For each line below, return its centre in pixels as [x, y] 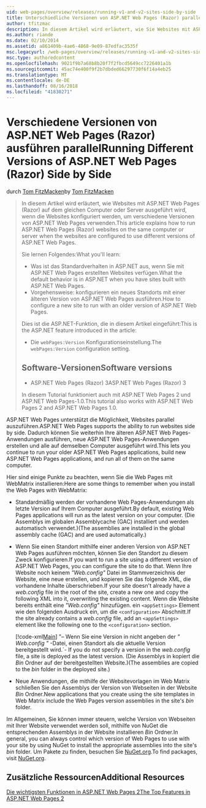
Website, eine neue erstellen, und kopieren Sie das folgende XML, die [103, 579]
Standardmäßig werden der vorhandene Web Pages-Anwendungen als [105, 502]
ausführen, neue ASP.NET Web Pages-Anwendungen [112, 439]
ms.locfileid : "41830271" [39, 92]
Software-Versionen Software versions [97, 368]
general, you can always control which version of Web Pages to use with [98, 738]
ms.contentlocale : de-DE [38, 80]
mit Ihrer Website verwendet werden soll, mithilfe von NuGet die [87, 725]
